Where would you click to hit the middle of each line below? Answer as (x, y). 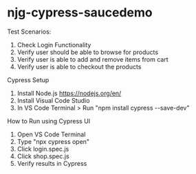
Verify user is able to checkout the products (79, 66)
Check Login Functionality (54, 45)
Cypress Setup (28, 79)
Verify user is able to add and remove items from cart (92, 59)
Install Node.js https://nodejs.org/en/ (69, 93)
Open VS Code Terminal (51, 134)
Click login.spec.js (43, 149)
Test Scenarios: (29, 32)
